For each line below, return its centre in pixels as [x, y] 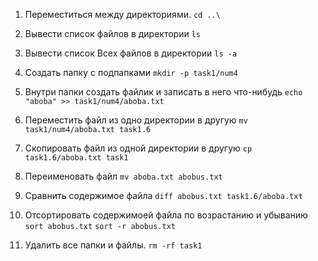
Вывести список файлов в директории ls [113, 33]
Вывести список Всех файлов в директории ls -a [131, 53]
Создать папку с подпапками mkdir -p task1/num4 [131, 72]
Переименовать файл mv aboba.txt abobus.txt [123, 176]
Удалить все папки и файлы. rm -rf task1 [113, 245]
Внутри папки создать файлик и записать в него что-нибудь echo [163, 92]
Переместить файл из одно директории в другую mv [136, 120]
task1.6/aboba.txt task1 [76, 158]
